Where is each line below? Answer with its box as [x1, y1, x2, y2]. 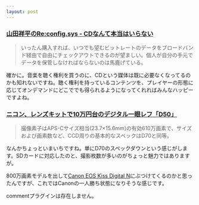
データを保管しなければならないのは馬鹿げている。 [20, 59, 147, 66]
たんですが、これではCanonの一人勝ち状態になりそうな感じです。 [6, 179, 168, 187]
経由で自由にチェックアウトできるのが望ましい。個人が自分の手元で [26, 51, 194, 58]
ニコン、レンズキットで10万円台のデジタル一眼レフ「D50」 [6, 110, 178, 118]
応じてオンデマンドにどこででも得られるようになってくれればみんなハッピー [6, 86, 194, 93]
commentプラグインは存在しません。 [6, 193, 97, 200]
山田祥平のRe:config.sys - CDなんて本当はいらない [6, 29, 154, 37]
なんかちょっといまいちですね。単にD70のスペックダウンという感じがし [6, 145, 183, 152]
